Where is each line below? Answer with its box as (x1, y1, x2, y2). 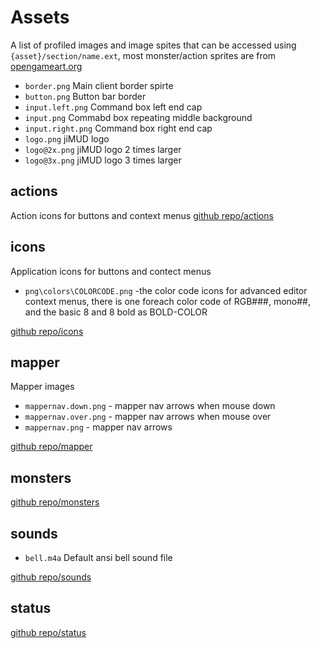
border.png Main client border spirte (24, 79, 174, 91)
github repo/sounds (10, 571, 92, 583)
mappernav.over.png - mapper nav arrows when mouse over (24, 411, 272, 423)
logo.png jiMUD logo (24, 132, 110, 145)
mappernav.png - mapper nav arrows (24, 421, 173, 433)
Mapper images (10, 381, 75, 393)
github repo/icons (10, 325, 84, 337)
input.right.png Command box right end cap (24, 122, 213, 134)
